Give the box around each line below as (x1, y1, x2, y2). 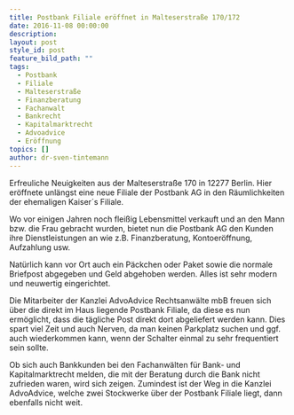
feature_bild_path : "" (9, 54, 93, 63)
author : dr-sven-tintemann (9, 153, 109, 162)
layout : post (9, 37, 58, 47)
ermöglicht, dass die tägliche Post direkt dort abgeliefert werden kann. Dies (9, 314, 286, 325)
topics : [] (9, 145, 50, 153)
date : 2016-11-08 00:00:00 (9, 21, 109, 30)
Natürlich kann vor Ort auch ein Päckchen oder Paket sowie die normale (9, 259, 274, 270)
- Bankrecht (17, 112, 62, 121)
